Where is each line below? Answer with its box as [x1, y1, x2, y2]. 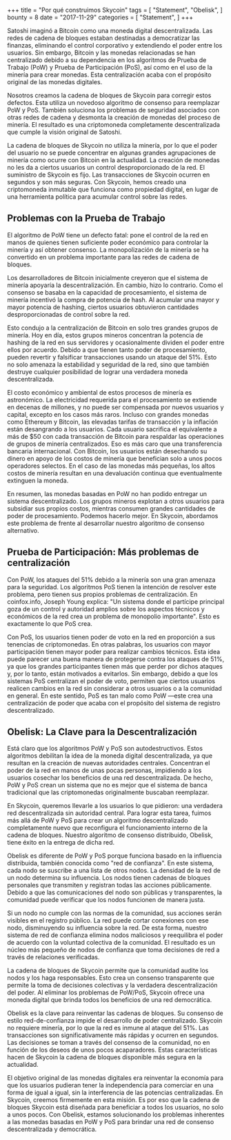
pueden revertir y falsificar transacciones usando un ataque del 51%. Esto [7, 353, 217, 361]
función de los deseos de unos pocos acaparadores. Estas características [7, 1045, 218, 1054]
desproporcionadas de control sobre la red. [7, 310, 130, 318]
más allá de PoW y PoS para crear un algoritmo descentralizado [7, 816, 188, 825]
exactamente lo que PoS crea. [7, 619, 93, 627]
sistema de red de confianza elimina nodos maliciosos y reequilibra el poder [7, 931, 223, 939]
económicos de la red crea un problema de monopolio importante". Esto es [7, 612, 220, 620]
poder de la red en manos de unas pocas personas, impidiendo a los [7, 766, 202, 775]
